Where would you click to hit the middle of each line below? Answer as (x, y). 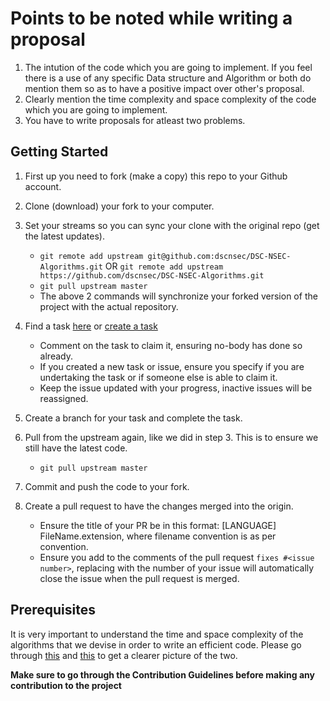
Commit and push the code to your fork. (107, 486)
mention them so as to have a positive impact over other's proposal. (164, 88)
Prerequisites (53, 610)
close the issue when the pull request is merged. (139, 578)
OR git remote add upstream (164, 266)
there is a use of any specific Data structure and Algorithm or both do (168, 78)
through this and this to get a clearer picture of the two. (124, 655)
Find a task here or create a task (91, 326)
